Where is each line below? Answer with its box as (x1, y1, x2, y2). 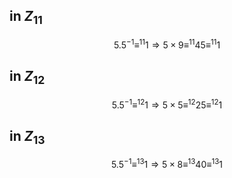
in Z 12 (9, 68, 46, 88)
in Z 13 (9, 127, 46, 147)
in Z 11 (9, 8, 43, 28)
